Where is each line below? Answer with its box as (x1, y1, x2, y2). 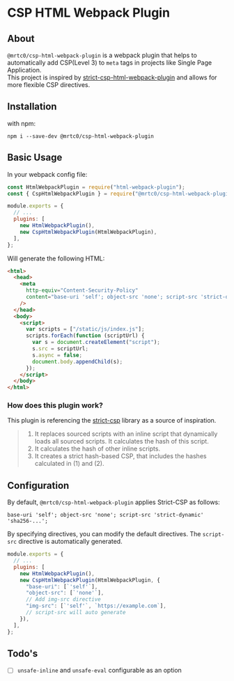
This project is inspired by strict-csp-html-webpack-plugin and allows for (7, 73, 217, 81)
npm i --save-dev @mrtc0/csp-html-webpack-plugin (7, 132, 155, 140)
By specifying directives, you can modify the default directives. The (7, 530, 201, 538)
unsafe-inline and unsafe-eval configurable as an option (17, 666, 182, 675)
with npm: (7, 119, 36, 127)
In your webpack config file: (7, 170, 88, 178)
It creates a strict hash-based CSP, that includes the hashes (34, 452, 207, 460)
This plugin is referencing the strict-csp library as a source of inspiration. (7, 416, 217, 425)
